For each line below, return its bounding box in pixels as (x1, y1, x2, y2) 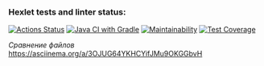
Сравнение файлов (8, 40, 75, 50)
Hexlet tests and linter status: (8, 6, 126, 18)
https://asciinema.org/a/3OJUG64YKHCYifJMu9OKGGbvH (8, 49, 203, 59)
